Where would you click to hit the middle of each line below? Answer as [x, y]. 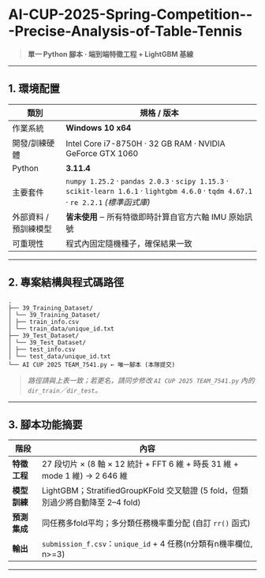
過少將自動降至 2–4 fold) [95, 502]
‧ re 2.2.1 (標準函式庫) [108, 202]
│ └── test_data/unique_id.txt [60, 356]
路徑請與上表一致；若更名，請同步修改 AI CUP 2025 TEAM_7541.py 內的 [141, 380]
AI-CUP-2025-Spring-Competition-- [131, 15]
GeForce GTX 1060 [102, 153]
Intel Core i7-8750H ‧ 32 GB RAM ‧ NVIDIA [146, 144]
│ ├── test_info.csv [42, 349]
